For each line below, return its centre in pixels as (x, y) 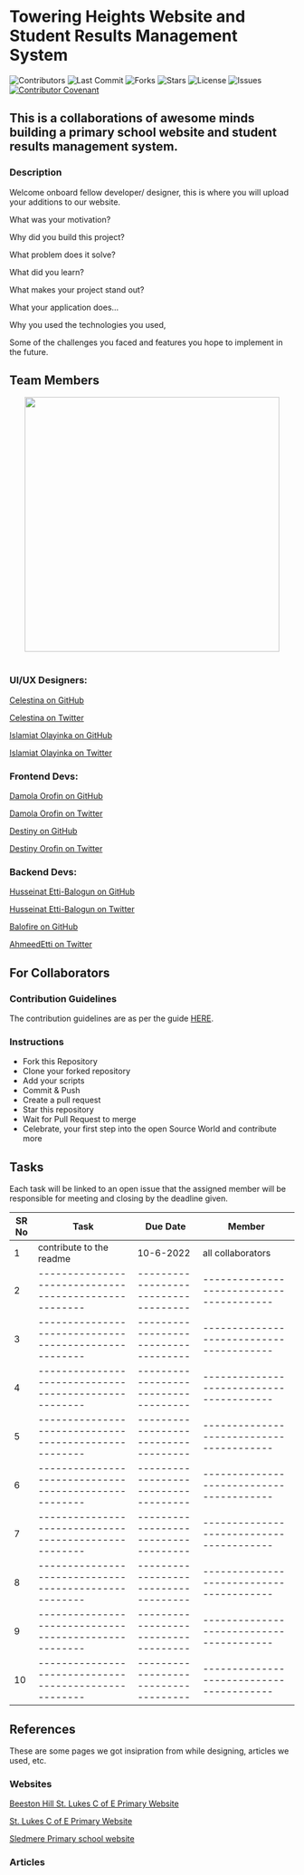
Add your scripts (53, 1081)
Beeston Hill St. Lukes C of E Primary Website (94, 1803)
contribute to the (73, 1247)
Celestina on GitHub (47, 700)
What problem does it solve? (62, 255)
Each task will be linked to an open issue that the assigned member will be (148, 1189)
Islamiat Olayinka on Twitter (61, 753)
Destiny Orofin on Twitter (56, 849)
